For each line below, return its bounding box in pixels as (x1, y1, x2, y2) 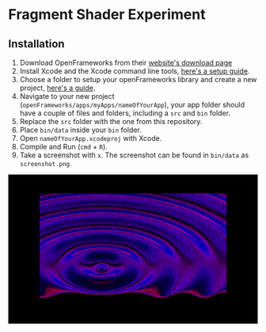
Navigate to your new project (19, 92, 115, 100)
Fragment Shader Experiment (8, 6, 206, 24)
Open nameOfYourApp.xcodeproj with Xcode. (19, 134, 162, 143)
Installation (8, 37, 65, 51)
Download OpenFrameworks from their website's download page (19, 58, 233, 67)
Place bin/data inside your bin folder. (19, 125, 142, 134)
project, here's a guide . (19, 83, 96, 92)
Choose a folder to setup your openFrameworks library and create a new (19, 75, 257, 84)
